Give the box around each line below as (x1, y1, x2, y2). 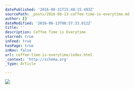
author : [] (5, 16, 27, 21)
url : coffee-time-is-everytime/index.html (5, 52, 93, 57)
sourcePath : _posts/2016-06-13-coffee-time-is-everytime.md (5, 12, 130, 17)
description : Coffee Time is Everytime (5, 30, 86, 35)
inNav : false (5, 48, 32, 53)
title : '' (5, 25, 25, 30)
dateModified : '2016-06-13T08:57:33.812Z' (5, 20, 93, 26)
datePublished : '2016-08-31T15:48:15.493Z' (5, 7, 95, 12)
